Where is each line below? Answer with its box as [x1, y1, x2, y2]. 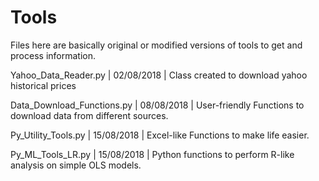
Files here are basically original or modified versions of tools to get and [10, 39, 303, 51]
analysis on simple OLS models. [10, 159, 142, 171]
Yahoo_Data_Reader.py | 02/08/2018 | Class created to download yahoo [10, 69, 308, 81]
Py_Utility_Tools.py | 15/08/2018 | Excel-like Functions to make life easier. [10, 129, 310, 141]
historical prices [10, 79, 77, 91]
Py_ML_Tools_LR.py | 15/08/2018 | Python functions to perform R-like [10, 148, 295, 160]
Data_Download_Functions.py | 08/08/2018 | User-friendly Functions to [10, 99, 305, 111]
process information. [10, 49, 96, 61]
